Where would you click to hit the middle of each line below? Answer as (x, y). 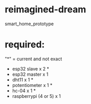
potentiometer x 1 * (32, 85)
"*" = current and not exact (33, 59)
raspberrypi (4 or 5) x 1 (36, 96)
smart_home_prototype (29, 24)
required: (25, 45)
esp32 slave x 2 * (31, 68)
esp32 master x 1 (30, 74)
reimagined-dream (45, 10)
